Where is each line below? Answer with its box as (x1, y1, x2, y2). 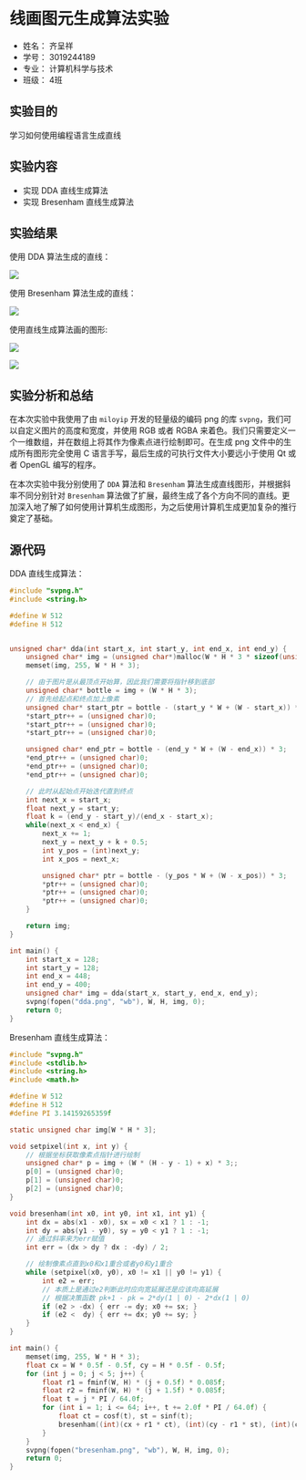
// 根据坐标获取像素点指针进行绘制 (25, 1150, 140, 1159)
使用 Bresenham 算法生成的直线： (9, 288, 137, 299)
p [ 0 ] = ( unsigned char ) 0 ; (25, 1167, 125, 1176)
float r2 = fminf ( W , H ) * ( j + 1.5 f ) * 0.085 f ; (42, 1386, 226, 1395)
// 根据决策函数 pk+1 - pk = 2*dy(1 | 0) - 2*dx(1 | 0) (42, 1293, 250, 1302)
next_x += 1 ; (42, 829, 92, 839)
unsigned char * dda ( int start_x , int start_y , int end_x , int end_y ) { (9, 644, 288, 653)
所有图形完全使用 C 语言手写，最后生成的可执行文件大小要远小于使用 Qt (16, 448, 287, 459)
